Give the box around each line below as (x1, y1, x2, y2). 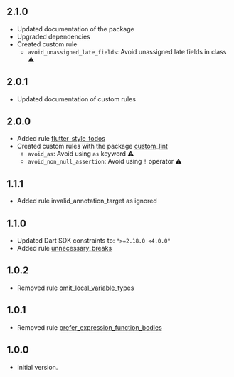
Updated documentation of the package (16, 24, 134, 33)
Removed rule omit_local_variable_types (16, 283, 134, 292)
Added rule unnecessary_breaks (16, 244, 112, 253)
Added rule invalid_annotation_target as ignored (16, 196, 157, 206)
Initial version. (16, 363, 58, 371)
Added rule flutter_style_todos (16, 134, 106, 143)
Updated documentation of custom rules (16, 94, 137, 103)
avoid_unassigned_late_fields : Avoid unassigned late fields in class (27, 47, 227, 56)
